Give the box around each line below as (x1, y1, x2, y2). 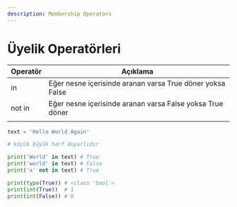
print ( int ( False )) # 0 (7, 192, 74, 200)
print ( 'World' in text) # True (7, 153, 99, 161)
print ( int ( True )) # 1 (7, 186, 74, 193)
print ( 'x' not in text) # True (7, 167, 99, 174)
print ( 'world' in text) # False (7, 160, 102, 167)
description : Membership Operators (7, 10, 112, 18)
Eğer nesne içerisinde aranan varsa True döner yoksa (48, 78, 226, 88)
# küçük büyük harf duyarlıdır (7, 141, 99, 148)
